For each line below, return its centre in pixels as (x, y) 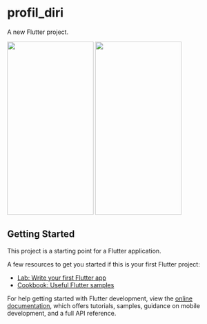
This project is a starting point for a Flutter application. (84, 251)
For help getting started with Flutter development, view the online (100, 298)
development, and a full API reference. (62, 313)
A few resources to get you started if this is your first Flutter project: (103, 264)
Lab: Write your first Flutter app (62, 278)
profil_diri (36, 13)
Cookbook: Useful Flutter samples (66, 285)
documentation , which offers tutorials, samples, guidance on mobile (103, 305)
